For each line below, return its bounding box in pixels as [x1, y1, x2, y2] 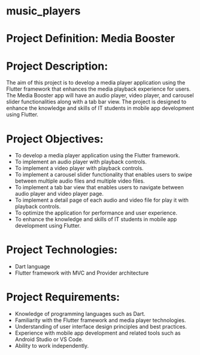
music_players [6, 4, 81, 18]
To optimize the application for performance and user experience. [14, 209, 178, 217]
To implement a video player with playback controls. [14, 165, 144, 172]
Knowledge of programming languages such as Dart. [14, 311, 146, 318]
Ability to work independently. [14, 342, 89, 350]
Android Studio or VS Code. [14, 336, 84, 343]
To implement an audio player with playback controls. [14, 158, 147, 166]
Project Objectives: [6, 132, 104, 145]
